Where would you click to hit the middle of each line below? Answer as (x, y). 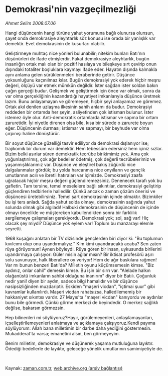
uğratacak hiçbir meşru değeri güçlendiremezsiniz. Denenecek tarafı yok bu (83, 180)
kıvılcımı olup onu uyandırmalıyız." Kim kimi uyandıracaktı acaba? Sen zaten (83, 244)
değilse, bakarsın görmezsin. (35, 308)
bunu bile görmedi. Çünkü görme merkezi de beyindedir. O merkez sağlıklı (82, 302)
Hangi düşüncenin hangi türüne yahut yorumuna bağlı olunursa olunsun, (80, 33)
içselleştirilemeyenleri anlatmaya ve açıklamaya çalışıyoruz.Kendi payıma (80, 323)
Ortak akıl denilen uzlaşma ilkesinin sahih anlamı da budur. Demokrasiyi (79, 107)
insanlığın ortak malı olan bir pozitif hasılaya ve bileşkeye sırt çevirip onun (81, 64)
